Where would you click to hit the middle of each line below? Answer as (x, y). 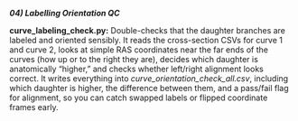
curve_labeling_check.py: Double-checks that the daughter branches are (148, 30)
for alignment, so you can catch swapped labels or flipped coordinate (139, 98)
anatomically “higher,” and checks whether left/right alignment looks (136, 69)
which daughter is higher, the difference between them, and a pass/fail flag (149, 88)
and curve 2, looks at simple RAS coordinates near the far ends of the (139, 50)
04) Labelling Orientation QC (65, 13)
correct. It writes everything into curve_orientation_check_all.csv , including (149, 79)
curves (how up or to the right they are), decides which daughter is (134, 59)
